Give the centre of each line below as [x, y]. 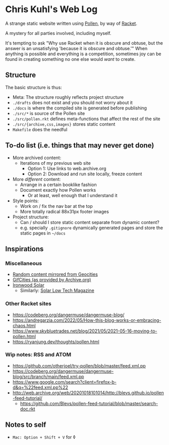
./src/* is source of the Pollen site [49, 113]
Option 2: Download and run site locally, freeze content [85, 174]
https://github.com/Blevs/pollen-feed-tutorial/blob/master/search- [89, 403]
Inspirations [24, 249]
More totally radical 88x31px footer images [65, 211]
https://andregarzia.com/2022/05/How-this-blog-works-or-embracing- [87, 320]
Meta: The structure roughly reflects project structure [68, 97]
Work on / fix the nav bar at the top [57, 206]
